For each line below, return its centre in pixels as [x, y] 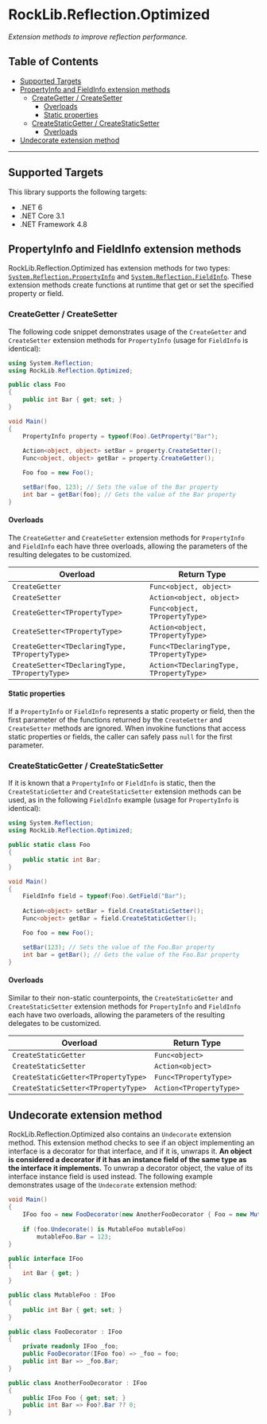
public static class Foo [49, 845]
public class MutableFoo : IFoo [62, 1295]
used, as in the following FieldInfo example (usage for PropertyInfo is [124, 800]
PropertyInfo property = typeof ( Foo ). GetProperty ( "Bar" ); [120, 436]
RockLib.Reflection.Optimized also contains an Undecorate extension [120, 1134]
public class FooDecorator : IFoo [66, 1332]
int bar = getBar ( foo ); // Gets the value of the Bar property [130, 494]
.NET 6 [31, 207]
